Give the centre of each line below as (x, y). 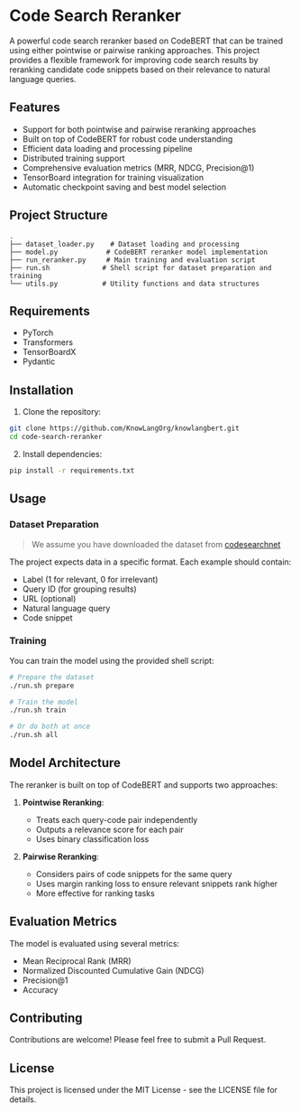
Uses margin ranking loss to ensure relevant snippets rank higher (157, 883)
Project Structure (59, 215)
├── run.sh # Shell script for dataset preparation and (141, 267)
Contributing (46, 1019)
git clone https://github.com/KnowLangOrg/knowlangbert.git (125, 429)
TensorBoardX (49, 352)
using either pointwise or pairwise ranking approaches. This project (135, 50)
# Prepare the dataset (52, 677)
